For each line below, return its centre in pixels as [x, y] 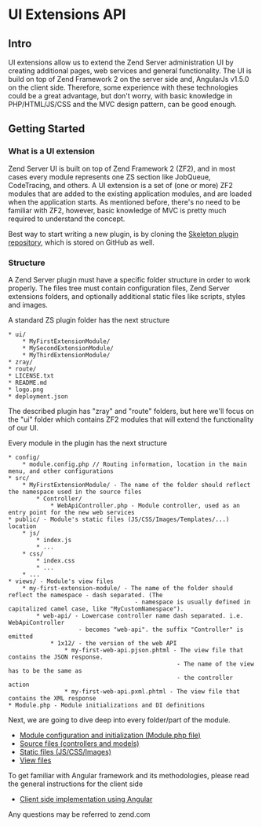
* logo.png [26, 390]
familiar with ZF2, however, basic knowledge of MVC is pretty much [117, 210]
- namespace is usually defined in [193, 602]
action [19, 685]
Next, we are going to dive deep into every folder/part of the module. [119, 720]
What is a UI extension [52, 151]
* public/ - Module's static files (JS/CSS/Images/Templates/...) [119, 519]
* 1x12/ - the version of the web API [113, 643]
